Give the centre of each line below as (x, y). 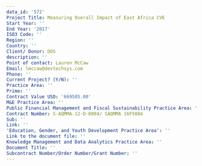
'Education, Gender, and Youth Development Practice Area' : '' (88, 131)
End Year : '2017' (28, 29)
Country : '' (21, 46)
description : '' (27, 57)
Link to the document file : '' (46, 137)
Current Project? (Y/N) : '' (42, 80)
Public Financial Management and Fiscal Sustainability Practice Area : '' (103, 108)
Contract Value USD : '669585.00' (49, 97)
